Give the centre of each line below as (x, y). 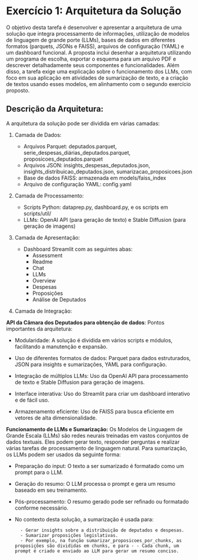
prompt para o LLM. (39, 472)
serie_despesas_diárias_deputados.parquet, (77, 152)
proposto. (18, 90)
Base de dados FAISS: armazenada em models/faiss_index (95, 178)
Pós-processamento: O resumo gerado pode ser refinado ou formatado (102, 501)
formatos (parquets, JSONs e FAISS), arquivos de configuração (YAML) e (95, 46)
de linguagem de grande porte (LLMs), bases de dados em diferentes (91, 40)
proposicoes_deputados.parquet (63, 159)
